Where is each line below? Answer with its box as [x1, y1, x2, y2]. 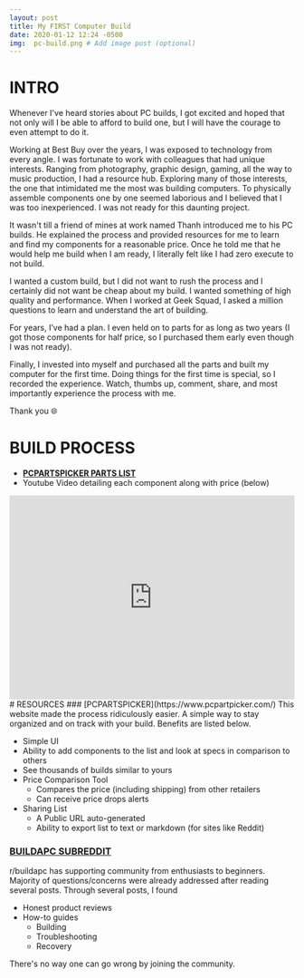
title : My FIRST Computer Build [9, 22, 131, 31]
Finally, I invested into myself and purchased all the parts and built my [9, 359, 270, 370]
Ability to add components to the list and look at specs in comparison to [22, 745, 290, 757]
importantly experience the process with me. [9, 388, 176, 399]
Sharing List [22, 803, 68, 814]
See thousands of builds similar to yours [22, 765, 173, 776]
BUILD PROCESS [9, 438, 136, 459]
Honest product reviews [22, 903, 113, 914]
